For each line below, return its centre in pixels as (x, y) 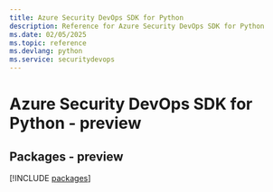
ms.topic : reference (48, 43)
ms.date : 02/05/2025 (48, 34)
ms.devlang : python (46, 51)
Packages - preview (66, 156)
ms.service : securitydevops (62, 59)
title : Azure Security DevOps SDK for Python (96, 18)
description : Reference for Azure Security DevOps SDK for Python (137, 26)
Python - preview (75, 123)
